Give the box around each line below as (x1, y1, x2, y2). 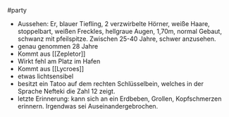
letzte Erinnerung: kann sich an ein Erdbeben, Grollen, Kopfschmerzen (17, 94, 222, 103)
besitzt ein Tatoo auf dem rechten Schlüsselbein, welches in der (17, 80, 204, 87)
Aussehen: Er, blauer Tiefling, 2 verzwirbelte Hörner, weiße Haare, (17, 20, 210, 27)
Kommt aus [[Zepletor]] (17, 49, 86, 58)
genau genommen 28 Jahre (17, 42, 99, 50)
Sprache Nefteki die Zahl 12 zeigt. (17, 87, 116, 95)
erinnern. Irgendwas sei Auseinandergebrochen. (17, 102, 159, 110)
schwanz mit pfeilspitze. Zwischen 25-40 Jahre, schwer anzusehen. (17, 35, 216, 43)
